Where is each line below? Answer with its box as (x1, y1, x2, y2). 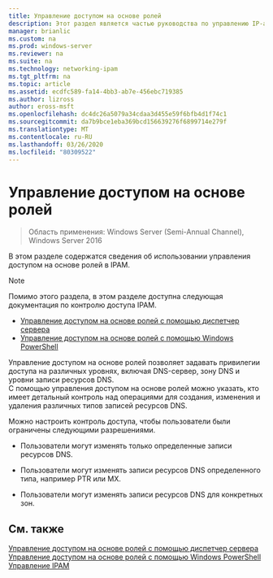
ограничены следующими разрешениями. (8, 425, 156, 435)
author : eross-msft (8, 102, 75, 111)
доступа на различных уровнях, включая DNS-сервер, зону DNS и (8, 367, 240, 376)
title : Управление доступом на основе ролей (8, 11, 162, 20)
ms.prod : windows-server (8, 42, 93, 50)
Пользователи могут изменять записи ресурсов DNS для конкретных (19, 489, 263, 500)
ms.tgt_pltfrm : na (8, 72, 71, 80)
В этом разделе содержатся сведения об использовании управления (8, 251, 251, 261)
